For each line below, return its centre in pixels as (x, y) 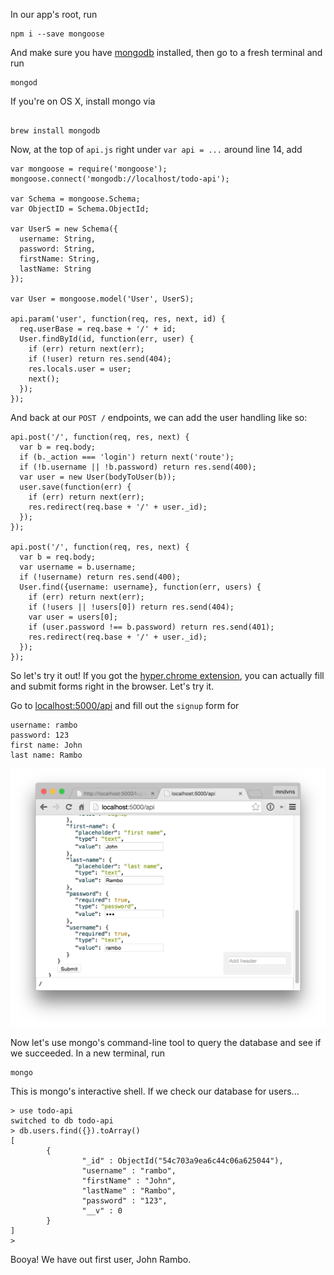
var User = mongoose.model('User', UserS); (102, 299)
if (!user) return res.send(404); (100, 359)
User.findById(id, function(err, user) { (107, 339)
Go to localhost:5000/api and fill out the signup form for (125, 705)
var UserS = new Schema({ (64, 229)
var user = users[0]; (73, 617)
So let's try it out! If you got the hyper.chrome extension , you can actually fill (167, 675)
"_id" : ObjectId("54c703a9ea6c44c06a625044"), (182, 1160)
